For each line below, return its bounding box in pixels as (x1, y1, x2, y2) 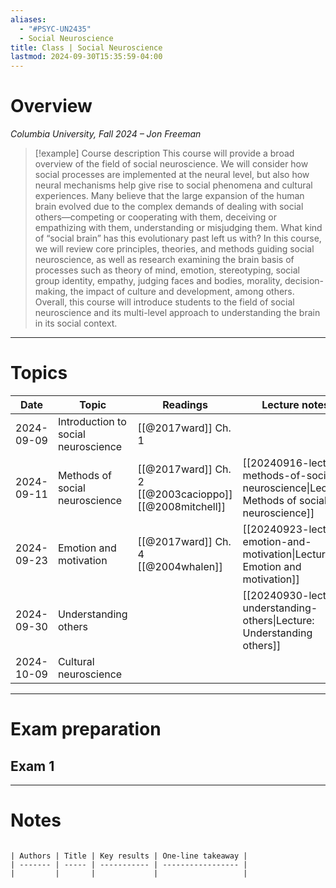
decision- (284, 275, 324, 287)
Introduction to (57, 415, 127, 428)
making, (34, 286, 68, 298)
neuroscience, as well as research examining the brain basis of (34, 254, 295, 266)
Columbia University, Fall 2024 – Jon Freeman (10, 128, 202, 140)
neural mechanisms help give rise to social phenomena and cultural (34, 179, 313, 191)
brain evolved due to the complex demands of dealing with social (34, 201, 304, 213)
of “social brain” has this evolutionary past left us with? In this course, (34, 232, 322, 245)
